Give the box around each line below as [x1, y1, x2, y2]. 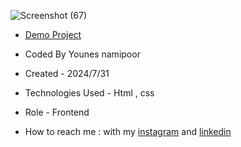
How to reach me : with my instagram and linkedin [24, 126, 232, 137]
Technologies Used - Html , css [24, 87, 155, 99]
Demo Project [24, 29, 82, 40]
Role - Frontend [24, 106, 90, 118]
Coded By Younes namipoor [24, 48, 141, 60]
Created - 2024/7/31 [24, 68, 110, 79]
